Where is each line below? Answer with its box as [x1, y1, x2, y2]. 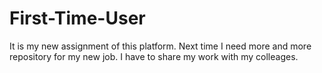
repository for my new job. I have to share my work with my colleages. [9, 50, 299, 62]
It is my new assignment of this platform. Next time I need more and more [9, 40, 312, 52]
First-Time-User [9, 7, 146, 30]
